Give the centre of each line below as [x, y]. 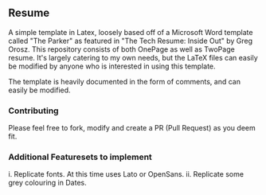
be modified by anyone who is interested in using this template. [112, 66]
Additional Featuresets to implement [80, 157]
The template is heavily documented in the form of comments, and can [125, 81]
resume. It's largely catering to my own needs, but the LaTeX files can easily [133, 57]
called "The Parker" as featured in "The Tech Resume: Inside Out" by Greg [131, 41]
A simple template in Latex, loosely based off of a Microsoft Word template [131, 32]
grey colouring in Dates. [47, 183]
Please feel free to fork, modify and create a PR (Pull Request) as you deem [132, 128]
